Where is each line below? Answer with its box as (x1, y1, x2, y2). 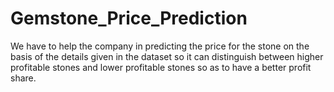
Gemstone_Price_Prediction (10, 7, 248, 30)
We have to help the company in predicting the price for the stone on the (10, 40, 310, 52)
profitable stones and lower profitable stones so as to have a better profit (10, 61, 312, 73)
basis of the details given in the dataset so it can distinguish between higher (10, 50, 324, 62)
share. (10, 72, 37, 84)
